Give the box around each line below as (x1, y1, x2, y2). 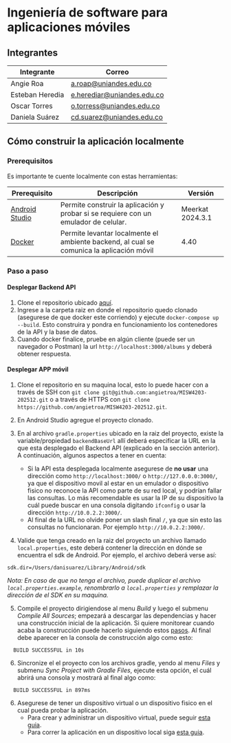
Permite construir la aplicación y (60, 200, 165, 209)
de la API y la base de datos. (16, 327, 98, 336)
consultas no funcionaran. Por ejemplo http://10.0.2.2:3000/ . (27, 523, 206, 531)
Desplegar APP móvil (7, 365, 69, 374)
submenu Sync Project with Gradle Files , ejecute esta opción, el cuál (16, 666, 212, 675)
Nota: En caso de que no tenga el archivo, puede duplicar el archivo (7, 577, 201, 585)
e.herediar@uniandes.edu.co (71, 90, 164, 99)
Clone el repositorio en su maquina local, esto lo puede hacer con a (16, 380, 208, 389)
